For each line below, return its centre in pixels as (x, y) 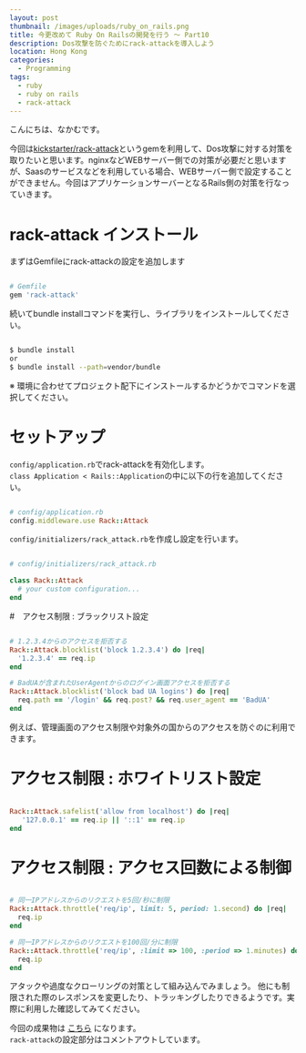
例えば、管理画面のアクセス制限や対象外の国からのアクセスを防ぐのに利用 (149, 727)
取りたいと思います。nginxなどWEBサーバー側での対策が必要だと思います (148, 160)
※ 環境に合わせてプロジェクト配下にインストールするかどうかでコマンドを (149, 385)
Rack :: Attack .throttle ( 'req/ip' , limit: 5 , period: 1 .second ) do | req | (148, 909)
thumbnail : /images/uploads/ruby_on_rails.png (99, 26)
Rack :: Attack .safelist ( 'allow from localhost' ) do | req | (120, 811)
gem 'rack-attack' (44, 295)
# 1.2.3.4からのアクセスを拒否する (68, 641)
